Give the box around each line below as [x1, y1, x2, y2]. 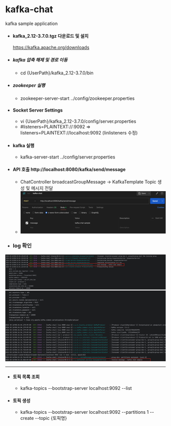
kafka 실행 [12, 142, 35, 148]
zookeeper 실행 [12, 82, 45, 88]
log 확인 [12, 242, 32, 249]
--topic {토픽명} [35, 415, 67, 421]
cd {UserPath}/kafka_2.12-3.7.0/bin [20, 70, 94, 76]
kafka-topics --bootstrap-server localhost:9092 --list [20, 385, 132, 391]
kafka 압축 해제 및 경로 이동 [12, 57, 68, 63]
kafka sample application [5, 20, 58, 26]
